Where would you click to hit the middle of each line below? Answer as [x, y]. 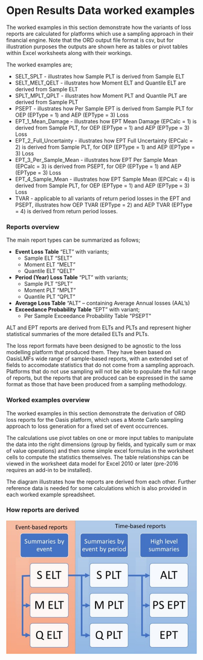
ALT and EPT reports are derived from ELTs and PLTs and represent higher [99, 328]
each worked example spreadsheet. [51, 494]
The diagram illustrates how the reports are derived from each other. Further [101, 482]
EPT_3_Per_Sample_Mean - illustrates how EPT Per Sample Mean [96, 160]
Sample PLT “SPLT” [48, 284]
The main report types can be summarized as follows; [73, 240]
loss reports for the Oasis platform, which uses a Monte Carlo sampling [95, 419]
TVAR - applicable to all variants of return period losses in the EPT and [103, 198]
